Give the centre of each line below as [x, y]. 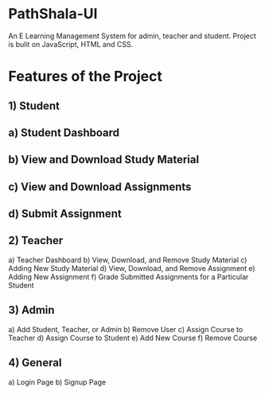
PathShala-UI [53, 14]
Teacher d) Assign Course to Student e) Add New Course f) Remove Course [133, 338]
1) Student [34, 105]
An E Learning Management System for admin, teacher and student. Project [132, 36]
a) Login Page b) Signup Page [57, 381]
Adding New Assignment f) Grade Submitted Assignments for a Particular [129, 277]
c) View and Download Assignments [100, 186]
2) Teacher [36, 240]
